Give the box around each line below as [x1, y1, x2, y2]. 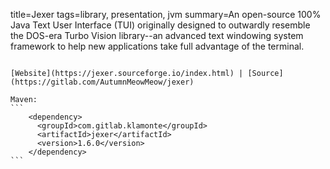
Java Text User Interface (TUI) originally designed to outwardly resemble [10, 19, 311, 31]
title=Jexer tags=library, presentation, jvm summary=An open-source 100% [10, 9, 322, 20]
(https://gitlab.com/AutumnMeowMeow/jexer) [10, 77, 195, 87]
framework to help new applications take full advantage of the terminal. [10, 40, 305, 52]
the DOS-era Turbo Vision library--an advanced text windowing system [10, 30, 304, 41]
